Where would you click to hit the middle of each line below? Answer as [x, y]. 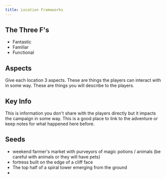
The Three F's [27, 30]
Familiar [20, 47]
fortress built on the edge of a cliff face [53, 162]
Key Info [18, 101]
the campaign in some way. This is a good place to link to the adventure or [82, 119]
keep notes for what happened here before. [50, 124]
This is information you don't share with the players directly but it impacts [81, 113]
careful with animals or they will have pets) [56, 157]
